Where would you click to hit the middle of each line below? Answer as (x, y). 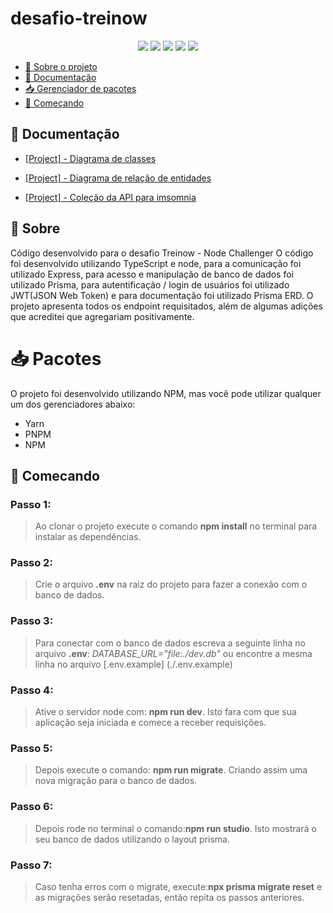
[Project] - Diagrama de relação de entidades (118, 178)
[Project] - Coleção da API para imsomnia (110, 197)
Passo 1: (31, 504)
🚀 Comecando (55, 475)
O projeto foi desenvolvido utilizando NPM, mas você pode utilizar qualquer (166, 393)
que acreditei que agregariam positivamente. (102, 316)
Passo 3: (32, 621)
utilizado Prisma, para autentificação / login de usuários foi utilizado (150, 284)
